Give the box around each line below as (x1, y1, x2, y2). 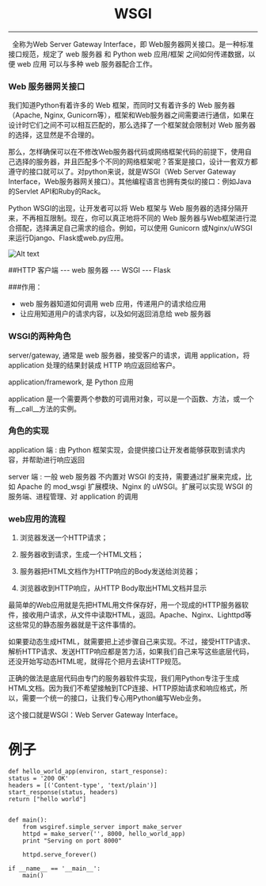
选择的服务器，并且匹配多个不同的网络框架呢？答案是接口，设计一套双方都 (14, 157, 258, 166)
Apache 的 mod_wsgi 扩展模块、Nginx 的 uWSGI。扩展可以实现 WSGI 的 (17, 481, 253, 491)
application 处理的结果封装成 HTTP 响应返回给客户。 (8, 360, 180, 369)
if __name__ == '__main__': (8, 865, 101, 873)
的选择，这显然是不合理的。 (8, 130, 99, 139)
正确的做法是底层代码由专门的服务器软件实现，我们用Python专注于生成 (8, 674, 240, 683)
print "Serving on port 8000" (22, 837, 123, 845)
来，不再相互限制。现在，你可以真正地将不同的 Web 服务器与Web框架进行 (8, 213, 250, 223)
